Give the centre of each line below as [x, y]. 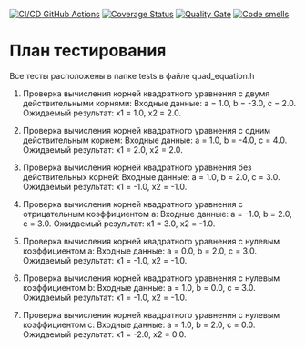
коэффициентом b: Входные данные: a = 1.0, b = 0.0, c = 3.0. [139, 287]
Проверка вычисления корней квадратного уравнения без [137, 167]
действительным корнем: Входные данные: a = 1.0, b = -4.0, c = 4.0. [155, 140]
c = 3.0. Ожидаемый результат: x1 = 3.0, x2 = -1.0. [119, 224]
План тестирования [88, 51]
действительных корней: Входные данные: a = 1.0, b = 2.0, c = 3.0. [151, 176]
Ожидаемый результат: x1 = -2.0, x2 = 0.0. [104, 334]
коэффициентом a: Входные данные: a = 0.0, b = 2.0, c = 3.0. [140, 251]
